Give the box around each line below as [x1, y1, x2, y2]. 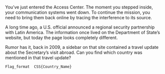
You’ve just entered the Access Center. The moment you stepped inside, [5, 4, 153, 10]
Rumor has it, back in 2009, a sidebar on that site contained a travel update [5, 44, 159, 50]
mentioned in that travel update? [5, 55, 71, 61]
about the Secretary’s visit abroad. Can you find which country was [5, 49, 143, 55]
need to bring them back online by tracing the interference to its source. [5, 15, 152, 20]
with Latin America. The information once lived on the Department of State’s [5, 30, 160, 35]
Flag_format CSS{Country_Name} [5, 64, 72, 69]
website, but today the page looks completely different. [5, 35, 118, 40]
